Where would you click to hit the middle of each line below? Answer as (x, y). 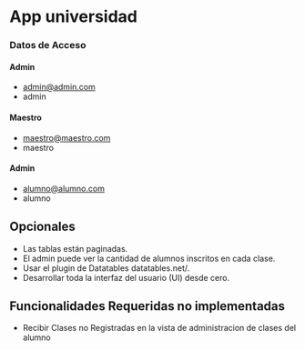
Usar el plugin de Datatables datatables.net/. (106, 268)
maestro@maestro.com (66, 137)
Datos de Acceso (48, 45)
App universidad (74, 17)
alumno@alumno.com (63, 188)
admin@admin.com (59, 87)
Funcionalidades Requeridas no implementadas (147, 306)
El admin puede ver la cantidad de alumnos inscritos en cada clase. (149, 258)
